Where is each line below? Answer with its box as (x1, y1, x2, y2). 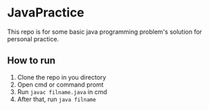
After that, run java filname (17, 95, 96, 103)
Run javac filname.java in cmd (17, 87, 107, 96)
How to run (7, 55, 56, 67)
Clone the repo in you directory (17, 73, 107, 81)
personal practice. (7, 34, 60, 43)
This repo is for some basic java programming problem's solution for (7, 27, 203, 36)
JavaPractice (7, 5, 84, 21)
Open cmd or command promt (17, 80, 104, 89)
